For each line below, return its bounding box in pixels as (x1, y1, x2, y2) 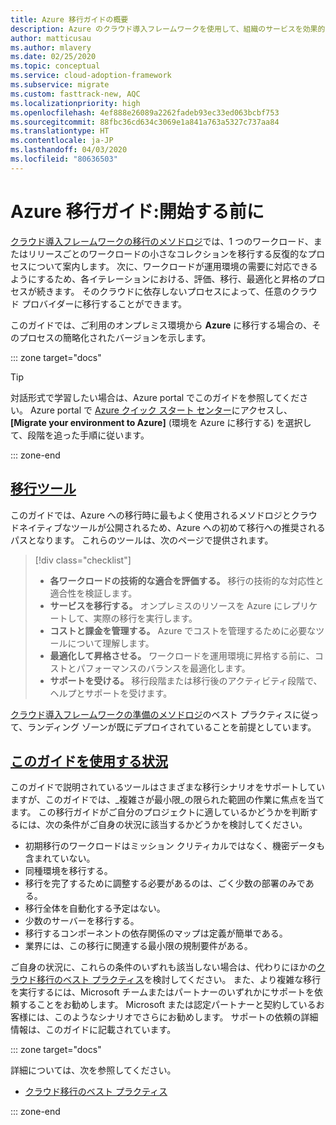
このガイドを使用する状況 (10, 752, 168, 770)
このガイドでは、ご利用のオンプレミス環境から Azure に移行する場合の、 (10, 319, 313, 331)
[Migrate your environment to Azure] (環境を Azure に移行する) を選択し (10, 416, 312, 428)
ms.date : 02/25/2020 (10, 52, 97, 62)
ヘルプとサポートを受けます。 (49, 687, 173, 699)
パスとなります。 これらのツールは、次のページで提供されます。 (10, 534, 274, 546)
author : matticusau (10, 33, 92, 43)
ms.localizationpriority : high (10, 98, 141, 108)
